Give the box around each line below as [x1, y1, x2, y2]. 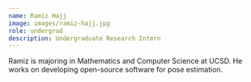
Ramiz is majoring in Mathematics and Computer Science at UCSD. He [8, 56, 243, 66]
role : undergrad [8, 27, 63, 35]
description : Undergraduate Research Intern [8, 34, 161, 43]
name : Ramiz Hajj [8, 11, 67, 20]
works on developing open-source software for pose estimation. [8, 65, 223, 75]
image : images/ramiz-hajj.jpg [8, 19, 111, 27]
